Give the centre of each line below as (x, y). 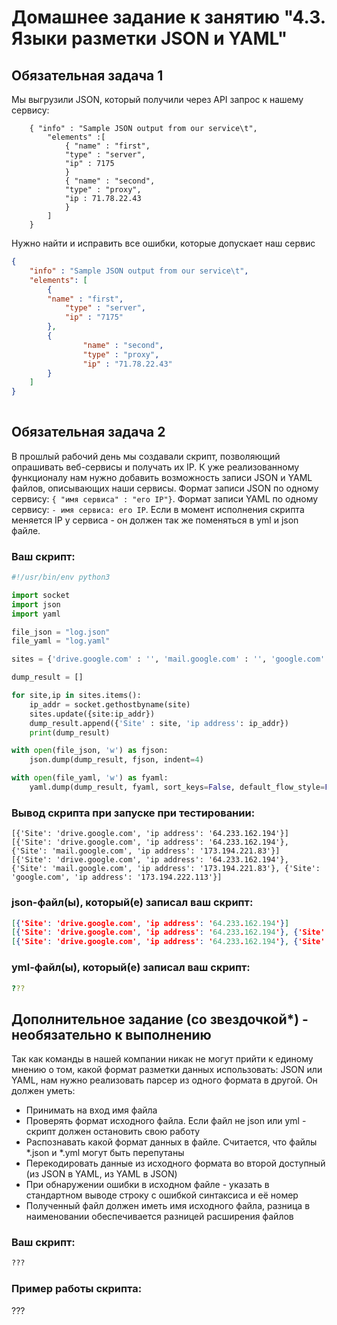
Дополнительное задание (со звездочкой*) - (160, 1019)
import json (36, 604)
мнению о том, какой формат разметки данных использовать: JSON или (167, 1070)
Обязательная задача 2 (88, 432)
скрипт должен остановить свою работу (113, 1132)
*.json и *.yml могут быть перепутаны (105, 1153)
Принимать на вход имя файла (91, 1110)
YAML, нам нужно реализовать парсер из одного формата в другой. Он (164, 1080)
